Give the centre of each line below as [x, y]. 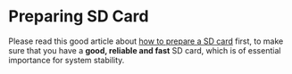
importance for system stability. [67, 60]
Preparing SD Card [79, 16]
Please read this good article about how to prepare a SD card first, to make [146, 41]
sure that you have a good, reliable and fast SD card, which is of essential [145, 50]
